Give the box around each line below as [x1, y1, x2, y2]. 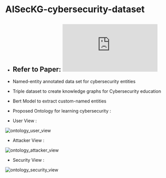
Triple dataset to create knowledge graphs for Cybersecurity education [12, 88, 161, 94]
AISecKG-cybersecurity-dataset [5, 4, 145, 15]
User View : [12, 118, 37, 124]
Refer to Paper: [12, 65, 61, 74]
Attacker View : [12, 137, 45, 143]
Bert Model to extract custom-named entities [12, 98, 107, 104]
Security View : [12, 157, 45, 163]
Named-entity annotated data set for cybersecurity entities [12, 79, 136, 84]
